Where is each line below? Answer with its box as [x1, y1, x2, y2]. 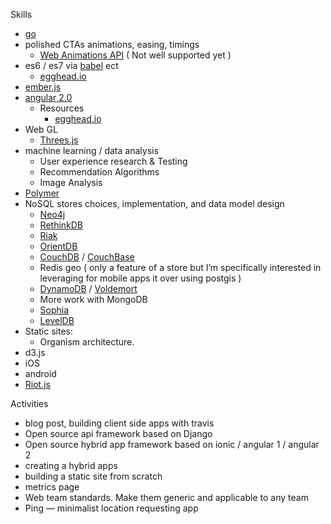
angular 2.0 [24, 92, 73, 103]
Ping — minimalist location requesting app [24, 502, 199, 514]
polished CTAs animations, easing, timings [24, 39, 200, 50]
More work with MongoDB [39, 294, 148, 305]
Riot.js [24, 379, 51, 390]
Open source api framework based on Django [24, 428, 213, 439]
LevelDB [39, 315, 75, 326]
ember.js [24, 81, 62, 93]
